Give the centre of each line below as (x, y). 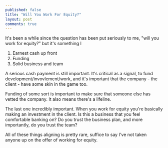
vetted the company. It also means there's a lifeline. (58, 99)
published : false (23, 10)
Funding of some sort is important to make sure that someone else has (78, 94)
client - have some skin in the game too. (46, 84)
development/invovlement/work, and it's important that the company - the (81, 79)
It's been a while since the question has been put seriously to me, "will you (82, 38)
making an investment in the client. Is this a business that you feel (73, 114)
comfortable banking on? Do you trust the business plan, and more (74, 120)
